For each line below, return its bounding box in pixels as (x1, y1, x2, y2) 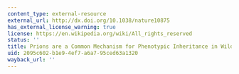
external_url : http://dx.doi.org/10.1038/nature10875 (7, 17, 171, 24)
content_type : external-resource (7, 10, 107, 18)
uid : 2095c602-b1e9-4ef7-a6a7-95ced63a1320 (7, 50, 139, 57)
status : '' (7, 37, 40, 44)
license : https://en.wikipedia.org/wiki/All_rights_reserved (7, 30, 193, 37)
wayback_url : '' (7, 56, 55, 63)
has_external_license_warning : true (7, 23, 116, 30)
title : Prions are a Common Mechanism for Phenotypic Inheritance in (7, 43, 218, 50)
